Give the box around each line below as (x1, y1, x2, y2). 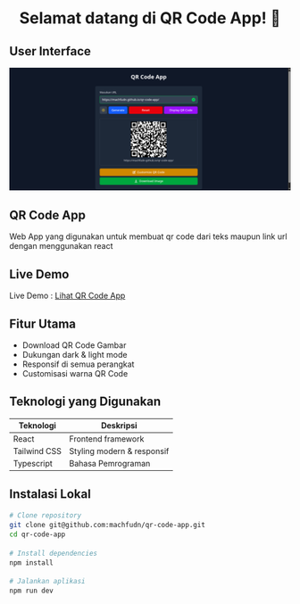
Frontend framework (69, 433, 145, 444)
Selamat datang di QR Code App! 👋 (19, 8, 281, 29)
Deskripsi (101, 420, 137, 431)
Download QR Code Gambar (21, 339, 127, 351)
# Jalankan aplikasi (9, 577, 87, 586)
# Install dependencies (9, 549, 98, 558)
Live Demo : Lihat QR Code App (9, 290, 126, 302)
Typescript (12, 459, 54, 469)
